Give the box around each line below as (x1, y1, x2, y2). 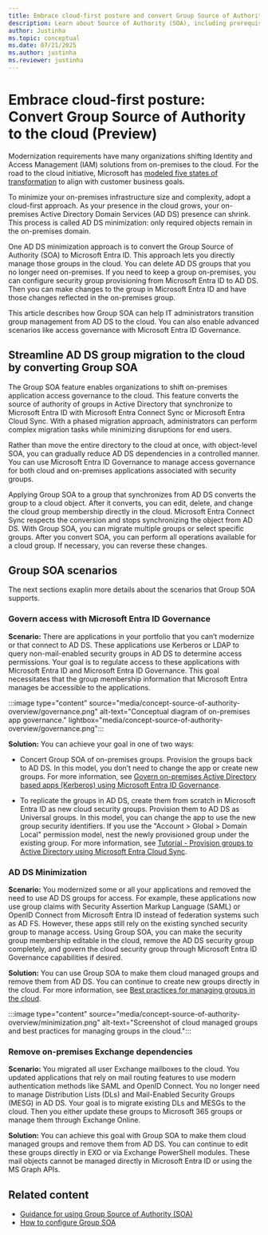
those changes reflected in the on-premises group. (8, 293, 176, 302)
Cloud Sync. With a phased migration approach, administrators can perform (8, 416, 258, 426)
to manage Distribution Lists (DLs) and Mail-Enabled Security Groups (8, 1089, 235, 1100)
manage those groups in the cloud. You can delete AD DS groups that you (8, 258, 251, 268)
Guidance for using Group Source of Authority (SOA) (19, 1209, 193, 1219)
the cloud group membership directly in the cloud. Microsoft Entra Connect (8, 506, 255, 516)
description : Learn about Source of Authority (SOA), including (8, 19, 227, 27)
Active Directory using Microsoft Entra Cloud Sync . (19, 846, 187, 856)
